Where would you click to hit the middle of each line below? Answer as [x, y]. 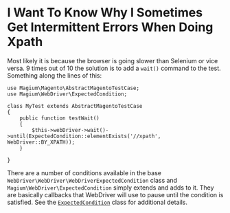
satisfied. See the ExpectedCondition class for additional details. [97, 202]
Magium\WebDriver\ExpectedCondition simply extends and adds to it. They [111, 188]
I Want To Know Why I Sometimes [105, 13]
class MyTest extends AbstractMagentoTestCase [75, 106]
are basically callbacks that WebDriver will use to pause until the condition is [115, 194]
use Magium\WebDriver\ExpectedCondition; [67, 94]
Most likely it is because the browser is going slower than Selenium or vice [113, 60]
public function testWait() [59, 118]
